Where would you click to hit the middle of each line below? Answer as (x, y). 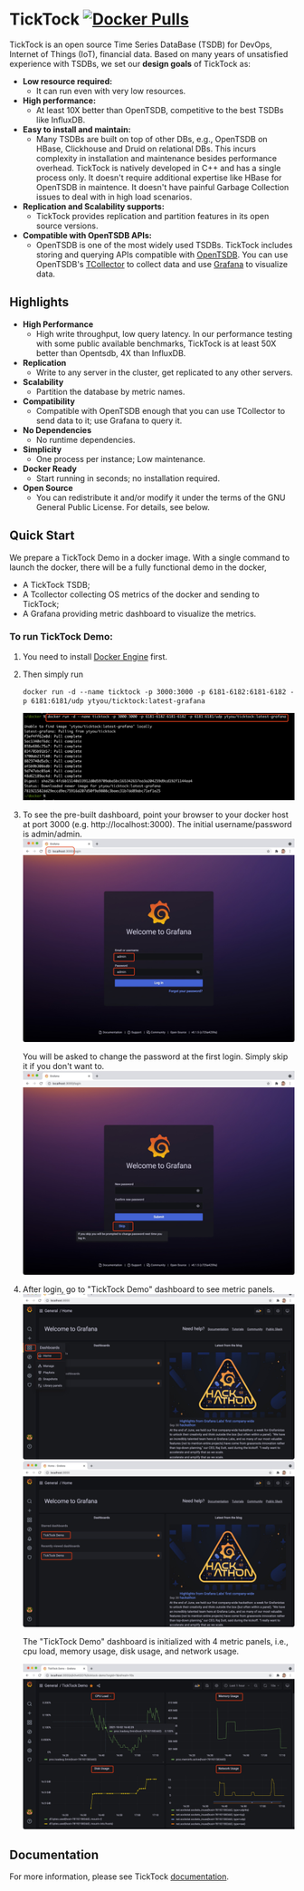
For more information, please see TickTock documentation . (119, 1877)
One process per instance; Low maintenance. (121, 458)
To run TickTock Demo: (61, 637)
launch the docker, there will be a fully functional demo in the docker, (138, 567)
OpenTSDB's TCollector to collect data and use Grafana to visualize (161, 264)
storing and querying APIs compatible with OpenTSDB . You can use (162, 255)
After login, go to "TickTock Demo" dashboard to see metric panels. (149, 1289)
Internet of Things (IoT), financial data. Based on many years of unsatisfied (149, 53)
